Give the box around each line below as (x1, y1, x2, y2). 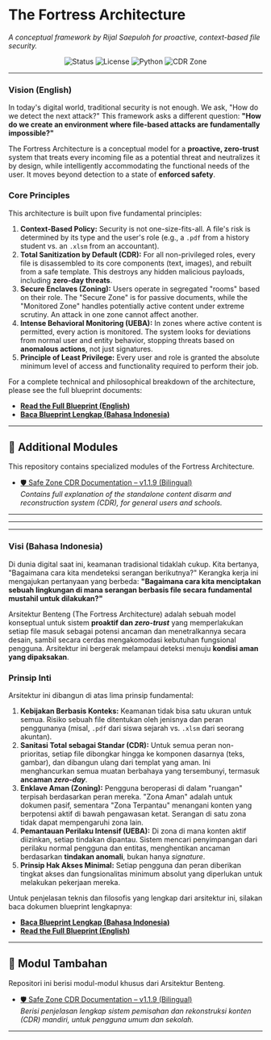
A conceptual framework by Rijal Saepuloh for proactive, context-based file (8, 32, 261, 42)
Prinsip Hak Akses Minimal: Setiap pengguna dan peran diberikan (19, 860, 242, 870)
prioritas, (19, 749, 51, 758)
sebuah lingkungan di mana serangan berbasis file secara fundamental (8, 585, 252, 595)
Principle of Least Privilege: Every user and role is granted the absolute (19, 353, 260, 362)
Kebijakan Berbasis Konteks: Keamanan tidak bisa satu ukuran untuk (19, 706, 252, 716)
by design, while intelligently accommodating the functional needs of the (8, 161, 250, 171)
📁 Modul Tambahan (8, 957, 107, 971)
